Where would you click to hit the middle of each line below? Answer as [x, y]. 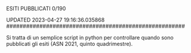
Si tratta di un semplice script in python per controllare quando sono [90, 37]
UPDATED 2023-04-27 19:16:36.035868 [56, 20]
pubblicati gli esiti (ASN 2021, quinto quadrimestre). [70, 44]
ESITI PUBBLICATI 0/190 [36, 9]
